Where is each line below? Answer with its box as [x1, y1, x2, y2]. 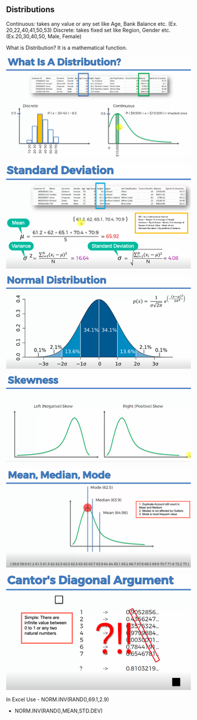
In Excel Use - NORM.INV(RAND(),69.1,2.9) [6, 696, 110, 703]
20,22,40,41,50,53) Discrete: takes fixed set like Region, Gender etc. [6, 26, 171, 33]
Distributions [6, 5, 55, 15]
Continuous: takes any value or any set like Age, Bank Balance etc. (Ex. [6, 20, 178, 27]
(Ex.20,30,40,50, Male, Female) [6, 32, 82, 40]
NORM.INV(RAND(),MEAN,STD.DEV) [14, 707, 103, 715]
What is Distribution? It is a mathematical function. [6, 44, 127, 51]
